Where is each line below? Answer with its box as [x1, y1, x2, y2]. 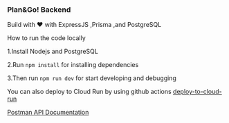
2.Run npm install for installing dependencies [7, 61, 139, 69]
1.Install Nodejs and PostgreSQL [7, 47, 98, 56]
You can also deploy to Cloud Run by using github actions [7, 88, 172, 96]
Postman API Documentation [7, 108, 89, 117]
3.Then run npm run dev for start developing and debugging [7, 74, 176, 82]
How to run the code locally [7, 34, 86, 42]
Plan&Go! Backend [7, 5, 71, 15]
